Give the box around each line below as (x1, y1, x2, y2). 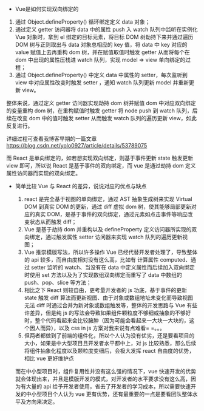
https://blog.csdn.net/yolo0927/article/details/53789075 (6, 142, 148, 149)
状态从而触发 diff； (29, 218, 77, 225)
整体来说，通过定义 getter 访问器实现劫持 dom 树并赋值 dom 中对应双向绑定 (6, 100, 196, 106)
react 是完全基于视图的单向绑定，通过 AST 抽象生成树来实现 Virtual (24, 195, 192, 202)
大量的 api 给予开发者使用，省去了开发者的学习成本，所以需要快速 (25, 383, 191, 390)
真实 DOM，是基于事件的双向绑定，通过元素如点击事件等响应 (35, 211, 188, 217)
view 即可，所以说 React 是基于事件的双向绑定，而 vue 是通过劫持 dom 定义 (6, 162, 196, 169)
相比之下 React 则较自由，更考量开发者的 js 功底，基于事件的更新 (24, 287, 187, 293)
